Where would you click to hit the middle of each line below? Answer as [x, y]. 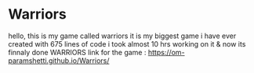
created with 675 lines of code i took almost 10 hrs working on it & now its [127, 43]
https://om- [167, 52]
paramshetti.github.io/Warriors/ [59, 61]
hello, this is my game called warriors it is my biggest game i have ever [122, 36]
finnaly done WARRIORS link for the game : [77, 52]
